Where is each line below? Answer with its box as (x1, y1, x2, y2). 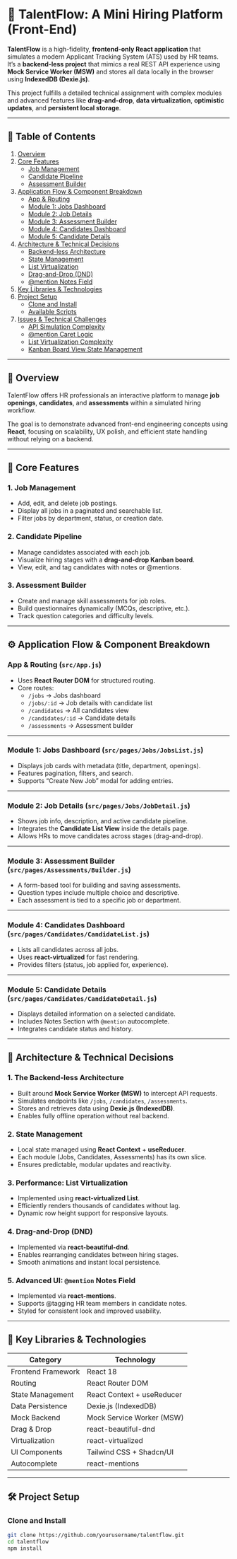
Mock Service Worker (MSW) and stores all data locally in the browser (7, 67, 214, 76)
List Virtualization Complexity (28, 337, 114, 346)
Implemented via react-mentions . (17, 1291, 116, 1300)
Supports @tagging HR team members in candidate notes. (17, 1299, 187, 1307)
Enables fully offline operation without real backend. (17, 1111, 169, 1120)
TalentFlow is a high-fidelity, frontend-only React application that (7, 45, 201, 53)
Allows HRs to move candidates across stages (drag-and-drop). (17, 832, 203, 840)
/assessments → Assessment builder (28, 721, 133, 729)
